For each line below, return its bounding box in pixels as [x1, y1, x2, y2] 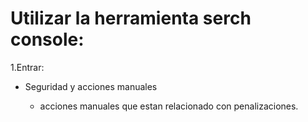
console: [10, 28, 85, 51]
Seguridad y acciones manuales [24, 80, 158, 92]
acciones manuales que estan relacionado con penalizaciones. [39, 100, 299, 112]
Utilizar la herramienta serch [10, 7, 252, 30]
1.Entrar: [10, 61, 45, 73]
